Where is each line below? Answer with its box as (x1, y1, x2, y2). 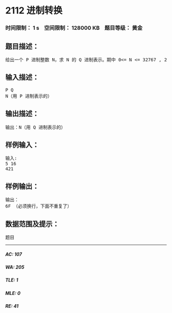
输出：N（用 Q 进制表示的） (5, 124, 66, 130)
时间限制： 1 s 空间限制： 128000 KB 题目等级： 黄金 (5, 24, 143, 31)
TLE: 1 (5, 277, 18, 283)
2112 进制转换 (5, 5, 63, 16)
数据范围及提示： (5, 219, 59, 228)
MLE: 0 (5, 290, 20, 296)
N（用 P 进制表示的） (5, 93, 52, 99)
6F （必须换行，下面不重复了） (5, 203, 72, 209)
